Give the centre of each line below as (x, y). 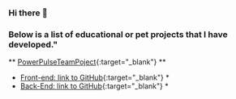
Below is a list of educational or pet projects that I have (118, 34)
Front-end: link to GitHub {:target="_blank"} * (94, 78)
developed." (33, 44)
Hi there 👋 (28, 13)
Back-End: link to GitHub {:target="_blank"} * (94, 86)
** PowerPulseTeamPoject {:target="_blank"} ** (87, 62)
